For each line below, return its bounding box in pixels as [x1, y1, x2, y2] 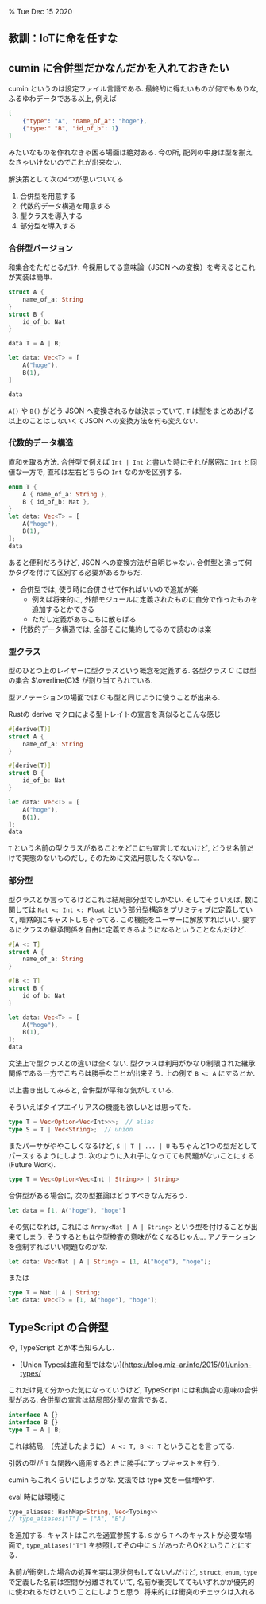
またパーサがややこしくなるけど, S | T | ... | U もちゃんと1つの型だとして [8, 1141, 258, 1150]
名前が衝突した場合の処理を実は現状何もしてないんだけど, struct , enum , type [8, 1567, 258, 1577]
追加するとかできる [31, 604, 95, 613]
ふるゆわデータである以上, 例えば [8, 94, 117, 103]
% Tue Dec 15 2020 [8, 7, 73, 16]
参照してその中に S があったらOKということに [94, 1540, 245, 1550]
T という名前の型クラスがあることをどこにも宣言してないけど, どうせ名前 [8, 843, 247, 853]
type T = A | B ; [8, 1426, 62, 1434]
